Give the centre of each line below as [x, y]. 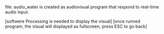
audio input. [17, 12]
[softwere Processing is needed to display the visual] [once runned [73, 21]
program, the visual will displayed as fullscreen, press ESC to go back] [76, 26]
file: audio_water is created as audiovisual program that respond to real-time [82, 7]
